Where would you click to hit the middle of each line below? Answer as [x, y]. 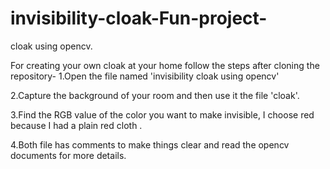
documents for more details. [68, 155]
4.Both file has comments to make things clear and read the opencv [150, 144]
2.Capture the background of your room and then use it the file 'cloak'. [155, 95]
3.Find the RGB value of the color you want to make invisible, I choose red [162, 114]
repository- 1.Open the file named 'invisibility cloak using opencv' [145, 76]
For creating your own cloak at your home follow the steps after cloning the [165, 65]
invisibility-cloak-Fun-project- [139, 18]
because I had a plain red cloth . [76, 125]
